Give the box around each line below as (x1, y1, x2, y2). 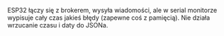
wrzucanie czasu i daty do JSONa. (7, 21, 108, 29)
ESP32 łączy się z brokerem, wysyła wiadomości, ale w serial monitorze (7, 6, 218, 14)
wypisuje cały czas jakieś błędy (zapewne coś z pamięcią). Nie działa (7, 13, 211, 22)
